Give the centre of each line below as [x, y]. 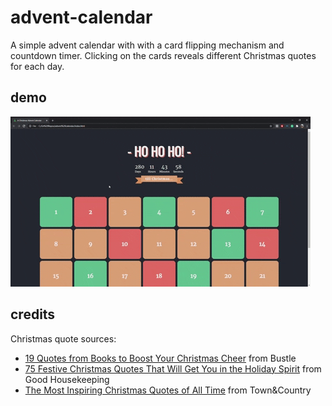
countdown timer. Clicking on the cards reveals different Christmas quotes [163, 55]
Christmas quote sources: [63, 338]
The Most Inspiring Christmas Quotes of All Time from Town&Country [168, 390]
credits [33, 314]
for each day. [37, 66]
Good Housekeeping [67, 379]
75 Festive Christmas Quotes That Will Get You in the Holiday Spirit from [173, 368]
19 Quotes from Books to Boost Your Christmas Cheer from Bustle [160, 358]
